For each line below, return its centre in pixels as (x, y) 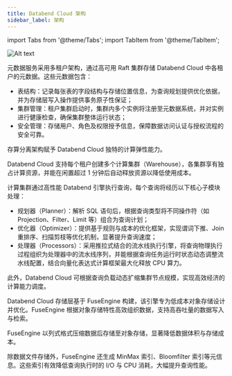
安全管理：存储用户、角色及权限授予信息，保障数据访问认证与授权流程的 (120, 126)
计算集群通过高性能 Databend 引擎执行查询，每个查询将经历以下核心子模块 (114, 187)
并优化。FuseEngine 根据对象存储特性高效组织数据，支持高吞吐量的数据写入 (116, 309)
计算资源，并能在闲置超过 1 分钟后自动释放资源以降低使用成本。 (104, 172)
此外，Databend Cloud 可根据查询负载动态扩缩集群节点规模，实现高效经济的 (116, 277)
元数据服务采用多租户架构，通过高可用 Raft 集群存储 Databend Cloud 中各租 (115, 67)
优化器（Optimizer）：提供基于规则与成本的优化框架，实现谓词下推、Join (121, 228)
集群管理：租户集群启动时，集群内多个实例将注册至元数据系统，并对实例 (120, 108)
